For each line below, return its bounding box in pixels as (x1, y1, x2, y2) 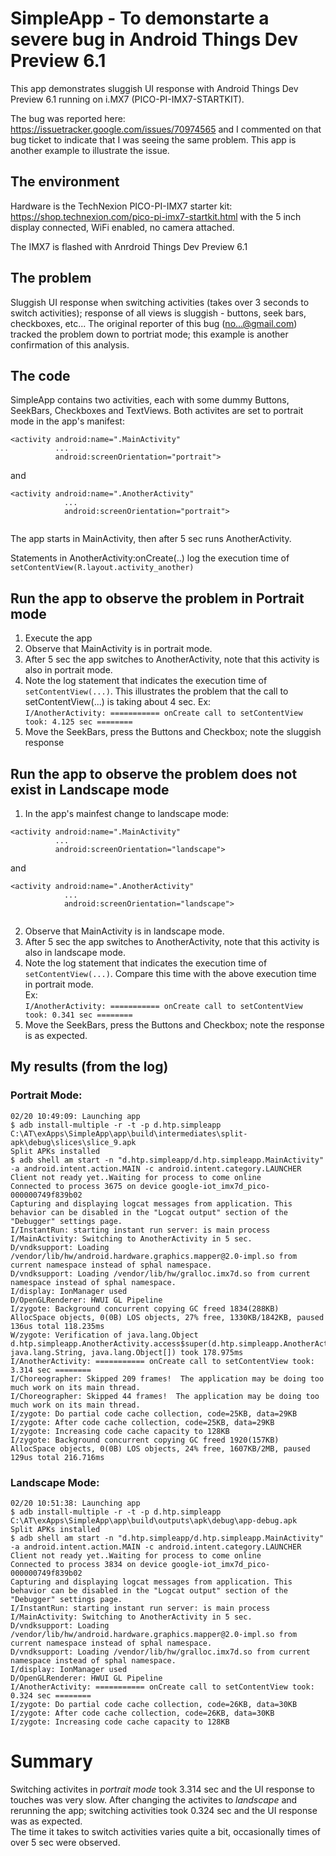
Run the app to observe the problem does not (10, 765, 298, 782)
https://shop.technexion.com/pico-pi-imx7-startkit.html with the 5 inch (10, 210, 302, 222)
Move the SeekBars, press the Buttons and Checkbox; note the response (24, 1019, 325, 1031)
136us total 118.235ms (10, 1321, 105, 1331)
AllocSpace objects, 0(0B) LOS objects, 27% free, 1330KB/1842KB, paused (10, 1312, 325, 1322)
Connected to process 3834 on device (10, 1559, 168, 1569)
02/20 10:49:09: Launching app (10, 1111, 141, 1121)
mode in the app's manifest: (10, 415, 125, 427)
